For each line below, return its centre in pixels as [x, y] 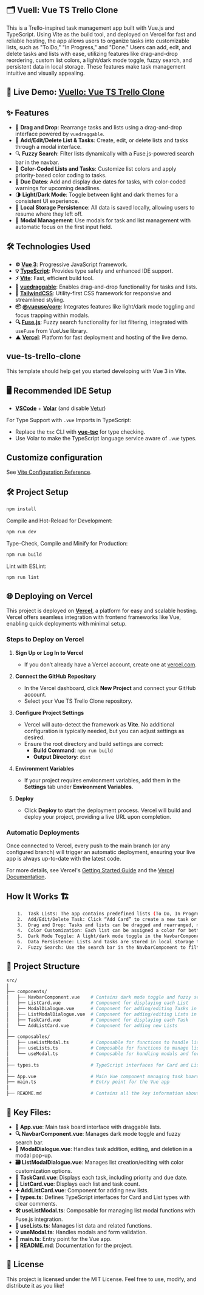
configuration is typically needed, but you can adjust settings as [104, 731]
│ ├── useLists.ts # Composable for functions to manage [97, 1048]
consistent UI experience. [47, 201]
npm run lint [23, 577]
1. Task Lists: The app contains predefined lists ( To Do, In [99, 914]
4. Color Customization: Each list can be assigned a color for [102, 931]
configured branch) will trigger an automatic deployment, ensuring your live [101, 852]
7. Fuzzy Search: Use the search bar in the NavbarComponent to [102, 948]
